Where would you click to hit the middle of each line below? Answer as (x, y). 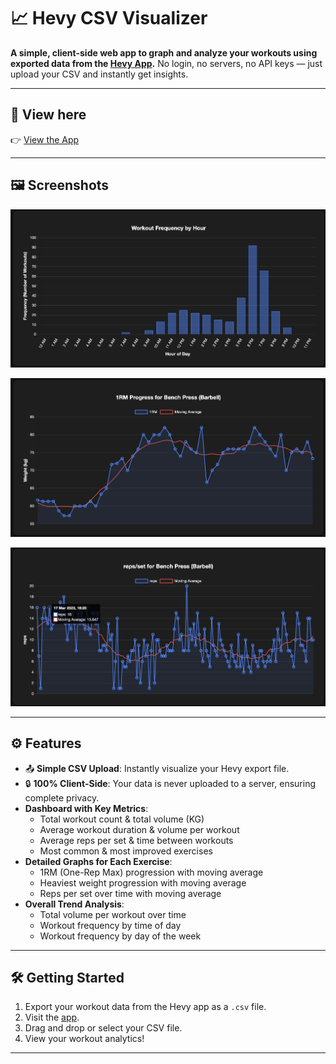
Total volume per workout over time (113, 914)
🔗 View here (48, 115)
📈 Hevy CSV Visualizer (109, 18)
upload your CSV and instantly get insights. (99, 74)
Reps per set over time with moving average (130, 893)
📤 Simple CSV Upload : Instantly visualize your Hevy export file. (157, 768)
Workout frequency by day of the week (120, 936)
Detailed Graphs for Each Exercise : (98, 861)
